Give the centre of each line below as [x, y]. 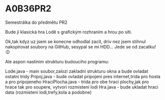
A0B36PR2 [28, 9]
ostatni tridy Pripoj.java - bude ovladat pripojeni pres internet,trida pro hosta [83, 76]
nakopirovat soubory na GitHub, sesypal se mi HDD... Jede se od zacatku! [81, 47]
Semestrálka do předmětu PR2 [36, 22]
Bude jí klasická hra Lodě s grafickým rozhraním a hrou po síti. [69, 32]
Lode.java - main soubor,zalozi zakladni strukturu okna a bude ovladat [77, 71]
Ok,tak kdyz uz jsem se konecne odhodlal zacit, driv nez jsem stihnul [76, 41]
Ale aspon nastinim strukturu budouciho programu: [57, 61]
